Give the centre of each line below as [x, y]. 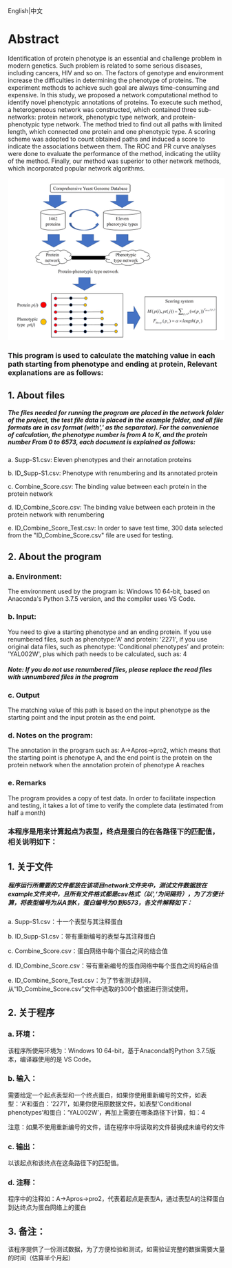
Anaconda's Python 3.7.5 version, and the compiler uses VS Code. [102, 599]
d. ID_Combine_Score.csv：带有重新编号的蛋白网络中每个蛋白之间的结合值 [113, 966]
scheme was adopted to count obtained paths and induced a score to [106, 139]
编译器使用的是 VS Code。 [57, 1059]
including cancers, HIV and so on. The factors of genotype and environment [116, 73]
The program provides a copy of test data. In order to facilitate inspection [112, 798]
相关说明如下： [33, 842]
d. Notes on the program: [51, 735]
